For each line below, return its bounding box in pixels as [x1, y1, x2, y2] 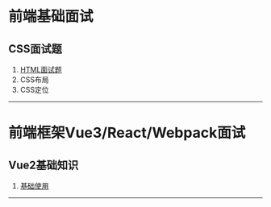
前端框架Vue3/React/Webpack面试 [8, 124, 246, 142]
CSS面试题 [8, 42, 63, 56]
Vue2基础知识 [8, 158, 79, 172]
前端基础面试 [8, 7, 94, 26]
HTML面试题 [19, 65, 62, 74]
